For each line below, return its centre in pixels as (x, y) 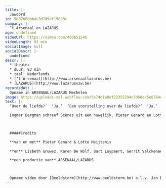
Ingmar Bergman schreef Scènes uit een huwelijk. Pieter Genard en (81, 115)
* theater (20, 65)
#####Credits (23, 133)
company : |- (17, 23)
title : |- (15, 10)
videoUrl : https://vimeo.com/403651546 (46, 38)
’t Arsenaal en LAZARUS (34, 28)
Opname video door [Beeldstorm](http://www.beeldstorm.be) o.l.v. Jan (84, 178)
